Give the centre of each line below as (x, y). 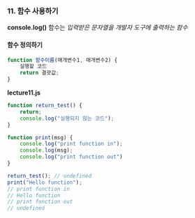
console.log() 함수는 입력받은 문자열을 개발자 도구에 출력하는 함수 (97, 28)
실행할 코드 (33, 67)
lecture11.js (24, 93)
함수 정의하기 (25, 45)
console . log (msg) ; (46, 150)
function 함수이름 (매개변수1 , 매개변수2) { (63, 60)
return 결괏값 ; (39, 73)
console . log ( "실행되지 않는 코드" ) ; (67, 118)
